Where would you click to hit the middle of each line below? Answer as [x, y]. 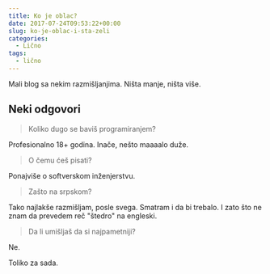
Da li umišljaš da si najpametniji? [82, 231]
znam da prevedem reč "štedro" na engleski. [83, 216]
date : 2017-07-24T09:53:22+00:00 [65, 23]
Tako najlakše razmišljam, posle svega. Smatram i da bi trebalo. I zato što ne [135, 207]
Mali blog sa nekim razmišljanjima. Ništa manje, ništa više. [105, 84]
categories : [28, 38]
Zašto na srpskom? [60, 192]
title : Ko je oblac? [43, 16]
